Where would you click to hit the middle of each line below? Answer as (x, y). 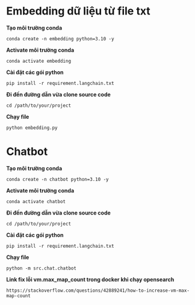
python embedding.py (32, 128)
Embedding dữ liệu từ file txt (78, 11)
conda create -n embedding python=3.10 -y (60, 39)
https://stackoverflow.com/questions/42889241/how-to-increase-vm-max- (98, 291)
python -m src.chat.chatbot (42, 268)
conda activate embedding (39, 61)
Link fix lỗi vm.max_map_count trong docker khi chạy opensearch (90, 279)
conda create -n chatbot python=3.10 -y (58, 179)
